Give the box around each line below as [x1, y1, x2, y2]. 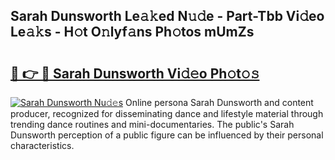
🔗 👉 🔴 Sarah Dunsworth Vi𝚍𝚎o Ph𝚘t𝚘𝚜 [10, 65, 260, 82]
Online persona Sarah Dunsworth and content [125, 97, 314, 108]
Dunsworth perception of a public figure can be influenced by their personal [10, 129, 324, 141]
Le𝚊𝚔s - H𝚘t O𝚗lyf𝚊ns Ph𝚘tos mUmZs [10, 24, 255, 41]
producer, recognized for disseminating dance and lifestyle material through [10, 108, 324, 119]
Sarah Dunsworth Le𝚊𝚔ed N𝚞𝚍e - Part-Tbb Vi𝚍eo [10, 8, 325, 25]
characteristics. [10, 140, 75, 151]
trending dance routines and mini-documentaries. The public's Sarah [10, 119, 295, 130]
